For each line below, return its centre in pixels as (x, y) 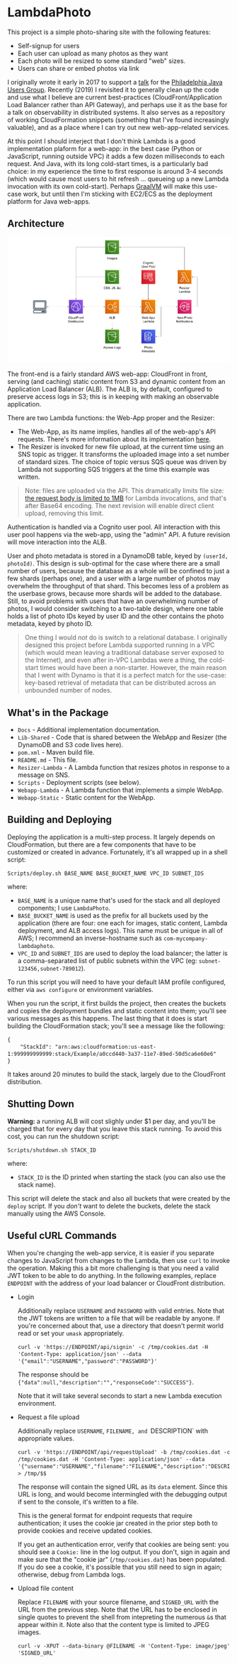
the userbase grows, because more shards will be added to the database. (115, 594)
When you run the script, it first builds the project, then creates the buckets (117, 1003)
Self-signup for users (48, 45)
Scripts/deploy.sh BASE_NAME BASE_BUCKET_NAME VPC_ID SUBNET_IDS (105, 874)
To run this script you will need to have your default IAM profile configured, (117, 982)
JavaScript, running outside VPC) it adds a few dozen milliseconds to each (116, 156)
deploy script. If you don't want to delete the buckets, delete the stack (109, 1206)
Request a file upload (48, 1417)
